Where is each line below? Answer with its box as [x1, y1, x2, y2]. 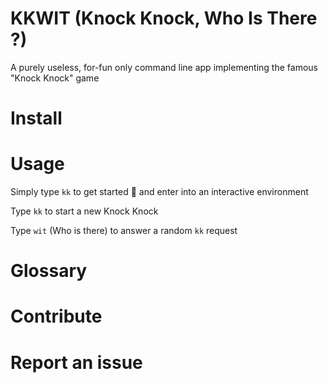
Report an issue [10, 351, 143, 374]
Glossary [10, 260, 88, 282]
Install [10, 107, 63, 130]
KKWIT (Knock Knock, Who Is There [10, 7, 318, 30]
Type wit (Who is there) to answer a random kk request [10, 225, 238, 237]
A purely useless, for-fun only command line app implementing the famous [10, 61, 318, 73]
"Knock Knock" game [10, 72, 100, 84]
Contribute [10, 305, 103, 328]
